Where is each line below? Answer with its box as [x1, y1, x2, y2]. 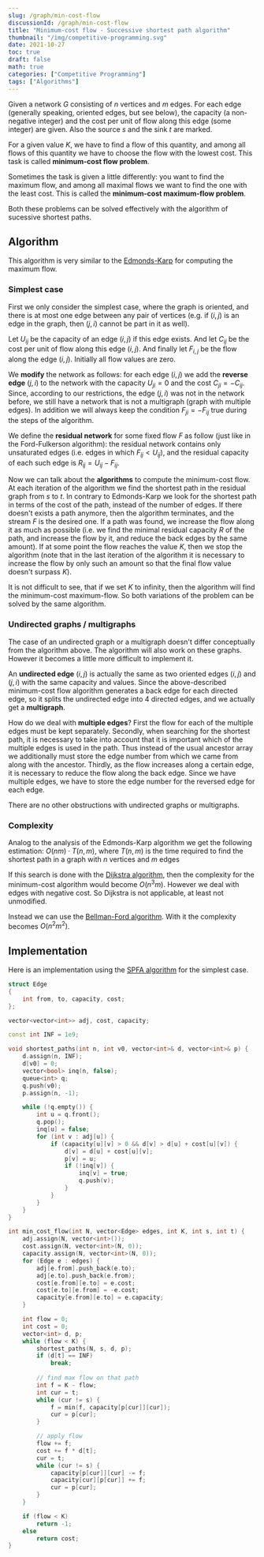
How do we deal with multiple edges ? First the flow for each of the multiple [8, 717, 254, 727]
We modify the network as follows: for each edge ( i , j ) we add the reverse [8, 370, 248, 380]
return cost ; [36, 1534, 80, 1543]
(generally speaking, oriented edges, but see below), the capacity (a [8, 107, 230, 117]
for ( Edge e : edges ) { [22, 1256, 101, 1265]
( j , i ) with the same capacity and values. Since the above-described [8, 677, 227, 687]
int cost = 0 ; [22, 1323, 69, 1331]
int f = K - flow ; [36, 1381, 97, 1389]
